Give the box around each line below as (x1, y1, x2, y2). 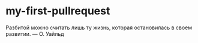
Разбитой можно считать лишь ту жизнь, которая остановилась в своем (5, 24, 193, 31)
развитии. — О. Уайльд (5, 30, 64, 37)
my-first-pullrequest (5, 4, 110, 18)
